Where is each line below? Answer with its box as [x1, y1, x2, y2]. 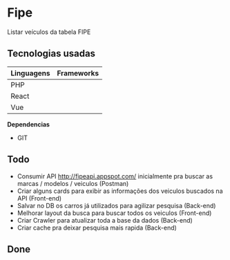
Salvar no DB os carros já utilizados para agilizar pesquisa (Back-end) [17, 201, 216, 210]
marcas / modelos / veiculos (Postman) [17, 179, 129, 187]
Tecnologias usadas [7, 48, 95, 59]
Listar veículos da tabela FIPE [7, 28, 91, 36]
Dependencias [7, 120, 50, 129]
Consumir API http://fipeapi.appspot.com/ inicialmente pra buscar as [17, 171, 213, 180]
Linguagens [10, 68, 50, 77]
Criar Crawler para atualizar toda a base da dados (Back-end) [17, 216, 193, 224]
